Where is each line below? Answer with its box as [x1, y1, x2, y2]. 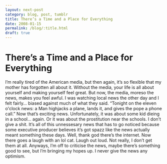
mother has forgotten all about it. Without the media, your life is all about [5, 84, 154, 90]
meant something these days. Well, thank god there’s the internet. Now [5, 132, 151, 138]
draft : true [5, 30, 30, 35]
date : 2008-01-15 [5, 21, 41, 26]
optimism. [5, 153, 26, 159]
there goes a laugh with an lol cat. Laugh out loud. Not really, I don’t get [5, 137, 152, 143]
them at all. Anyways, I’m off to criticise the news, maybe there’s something [5, 143, 160, 149]
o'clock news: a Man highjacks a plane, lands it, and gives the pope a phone [5, 105, 162, 111]
